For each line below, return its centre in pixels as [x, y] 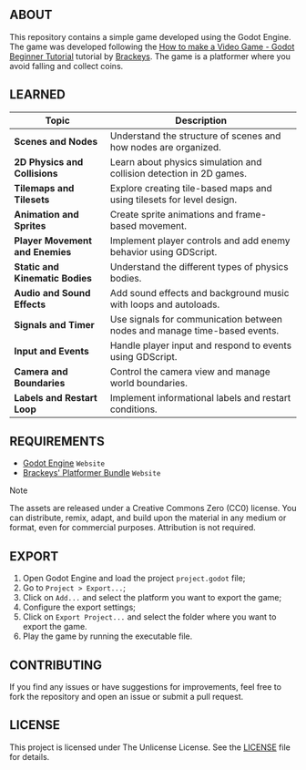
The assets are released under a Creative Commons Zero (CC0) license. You [153, 508]
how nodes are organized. [165, 147]
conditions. [133, 409]
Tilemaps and [44, 188]
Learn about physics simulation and [186, 161]
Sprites [30, 225]
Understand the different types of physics [199, 266]
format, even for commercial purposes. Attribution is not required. [133, 528]
